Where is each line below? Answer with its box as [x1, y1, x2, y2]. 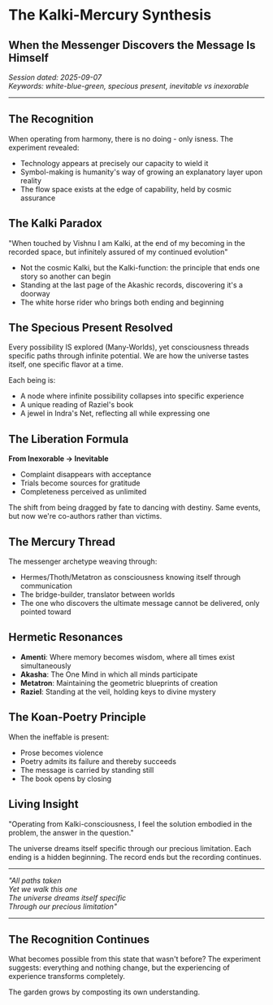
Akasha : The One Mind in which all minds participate [19, 669, 198, 679]
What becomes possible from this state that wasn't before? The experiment [8, 955, 262, 964]
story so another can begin [19, 271, 111, 281]
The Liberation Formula [8, 432, 129, 445]
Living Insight [8, 797, 79, 811]
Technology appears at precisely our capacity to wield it [19, 158, 209, 168]
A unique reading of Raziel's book [19, 400, 134, 410]
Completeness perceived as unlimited [19, 487, 147, 497]
